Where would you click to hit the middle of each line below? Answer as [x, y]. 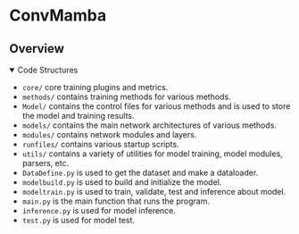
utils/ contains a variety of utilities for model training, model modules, [152, 154]
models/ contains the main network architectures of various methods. [149, 125]
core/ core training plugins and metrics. [95, 87]
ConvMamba [58, 16]
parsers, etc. [46, 163]
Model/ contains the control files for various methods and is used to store [156, 106]
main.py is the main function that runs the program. [116, 201]
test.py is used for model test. [79, 220]
